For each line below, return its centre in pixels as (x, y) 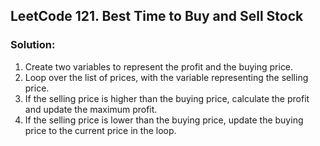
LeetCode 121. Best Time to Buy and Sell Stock (157, 16)
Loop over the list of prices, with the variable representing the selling (166, 77)
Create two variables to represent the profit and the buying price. (159, 66)
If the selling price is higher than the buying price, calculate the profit (167, 98)
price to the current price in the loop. (100, 130)
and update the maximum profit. (91, 109)
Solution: (33, 45)
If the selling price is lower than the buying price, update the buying (164, 120)
